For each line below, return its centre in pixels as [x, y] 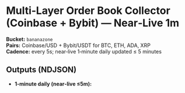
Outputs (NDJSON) [41, 70]
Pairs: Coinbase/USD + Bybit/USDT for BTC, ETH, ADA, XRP [78, 45]
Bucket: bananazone [29, 39]
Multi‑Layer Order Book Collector [88, 11]
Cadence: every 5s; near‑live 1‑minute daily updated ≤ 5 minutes [84, 51]
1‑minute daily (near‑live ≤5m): [53, 84]
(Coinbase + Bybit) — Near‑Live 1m [93, 23]
